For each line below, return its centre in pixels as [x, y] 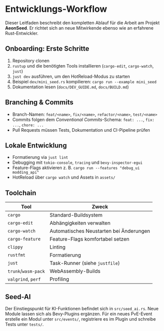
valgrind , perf [24, 279]
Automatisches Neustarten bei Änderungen [100, 231]
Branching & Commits [39, 102]
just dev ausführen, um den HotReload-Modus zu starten [71, 76]
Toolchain [21, 193]
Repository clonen [31, 61]
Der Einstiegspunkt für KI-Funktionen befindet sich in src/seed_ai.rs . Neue [82, 309]
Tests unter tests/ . [24, 324]
